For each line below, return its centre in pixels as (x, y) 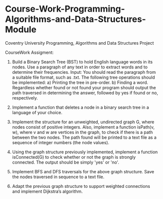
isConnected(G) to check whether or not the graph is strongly (74, 157)
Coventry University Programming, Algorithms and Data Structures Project (80, 43)
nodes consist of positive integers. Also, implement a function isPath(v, (83, 127)
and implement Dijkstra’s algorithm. (47, 191)
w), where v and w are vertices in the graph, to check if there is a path (82, 132)
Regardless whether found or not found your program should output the (84, 87)
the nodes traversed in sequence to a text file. (58, 177)
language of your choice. (37, 112)
